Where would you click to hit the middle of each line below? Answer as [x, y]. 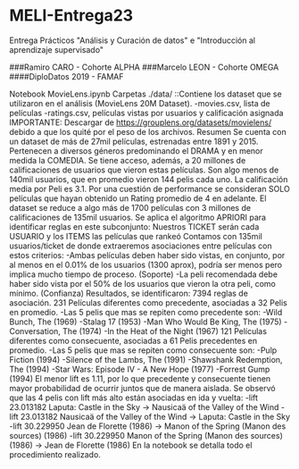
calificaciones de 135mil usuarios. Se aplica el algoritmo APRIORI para [137, 217]
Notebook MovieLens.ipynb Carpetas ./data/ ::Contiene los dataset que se [146, 94]
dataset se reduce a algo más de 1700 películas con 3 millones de [130, 207]
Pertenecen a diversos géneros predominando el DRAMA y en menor [136, 151]
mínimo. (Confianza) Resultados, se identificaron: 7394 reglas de [129, 293]
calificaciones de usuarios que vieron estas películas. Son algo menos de [144, 170]
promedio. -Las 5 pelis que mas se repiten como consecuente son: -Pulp [143, 350]
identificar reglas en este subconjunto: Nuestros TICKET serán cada [134, 226]
